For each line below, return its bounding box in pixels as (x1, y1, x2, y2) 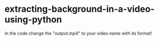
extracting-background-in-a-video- (4, 3, 155, 15)
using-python (4, 14, 62, 25)
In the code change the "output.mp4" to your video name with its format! (4, 30, 152, 36)
